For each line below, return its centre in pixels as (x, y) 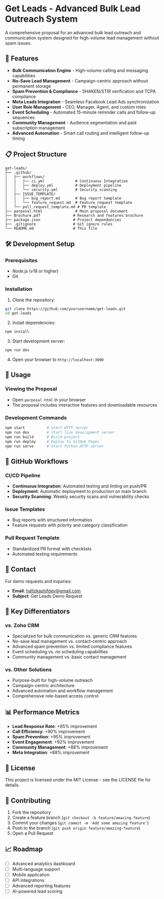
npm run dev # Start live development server (60, 432)
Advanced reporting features (41, 886)
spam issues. (18, 43)
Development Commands (36, 417)
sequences (23, 117)
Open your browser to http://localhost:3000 (58, 360)
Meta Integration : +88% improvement (51, 753)
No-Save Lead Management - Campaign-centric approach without (80, 81)
